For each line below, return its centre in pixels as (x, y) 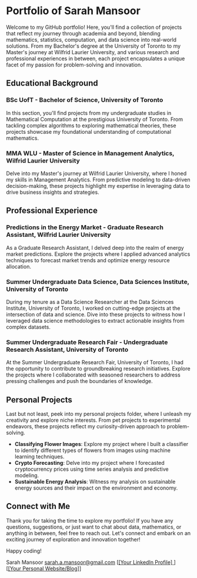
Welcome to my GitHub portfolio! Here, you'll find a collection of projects (94, 27)
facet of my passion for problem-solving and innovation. (74, 65)
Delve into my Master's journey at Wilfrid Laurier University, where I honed (96, 173)
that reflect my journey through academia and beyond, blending (83, 33)
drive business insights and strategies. (53, 192)
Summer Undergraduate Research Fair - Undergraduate (87, 342)
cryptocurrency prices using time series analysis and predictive (91, 469)
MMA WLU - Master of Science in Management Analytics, (90, 153)
